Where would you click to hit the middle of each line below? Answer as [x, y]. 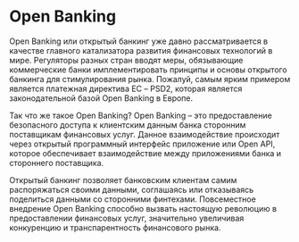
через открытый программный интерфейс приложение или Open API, [142, 144]
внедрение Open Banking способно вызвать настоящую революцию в [143, 208]
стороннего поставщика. [57, 163]
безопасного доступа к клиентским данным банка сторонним [128, 125]
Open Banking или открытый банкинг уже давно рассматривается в [139, 41]
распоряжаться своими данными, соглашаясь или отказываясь [132, 189]
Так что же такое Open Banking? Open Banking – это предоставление [141, 115]
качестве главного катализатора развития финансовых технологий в [141, 50]
